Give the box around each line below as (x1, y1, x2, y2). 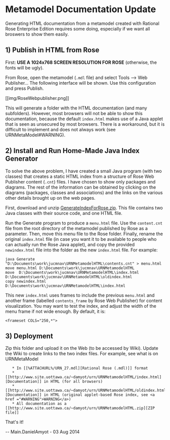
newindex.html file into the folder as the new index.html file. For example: (5, 247, 158, 253)
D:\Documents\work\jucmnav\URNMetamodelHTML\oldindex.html (5, 274, 133, 279)
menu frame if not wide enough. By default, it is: (5, 308, 106, 314)
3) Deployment (5, 332, 53, 340)
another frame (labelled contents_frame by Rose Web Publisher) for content (5, 298, 162, 304)
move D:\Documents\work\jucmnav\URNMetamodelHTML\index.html (5, 270, 139, 275)
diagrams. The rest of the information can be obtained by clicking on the (5, 184, 156, 190)
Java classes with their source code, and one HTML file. (5, 210, 122, 216)
